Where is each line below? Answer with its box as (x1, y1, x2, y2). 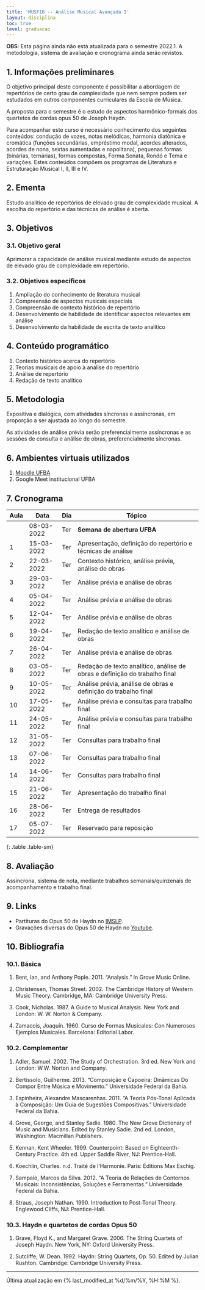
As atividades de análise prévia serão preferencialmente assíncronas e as (6, 428, 191, 436)
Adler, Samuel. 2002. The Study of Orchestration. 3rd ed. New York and (15, 1058, 196, 1065)
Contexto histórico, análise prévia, (77, 557, 175, 565)
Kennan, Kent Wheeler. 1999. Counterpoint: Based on (15, 1144, 149, 1151)
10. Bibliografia (6, 942, 65, 952)
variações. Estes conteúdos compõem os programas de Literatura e (6, 159, 177, 166)
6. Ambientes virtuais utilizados (6, 453, 130, 463)
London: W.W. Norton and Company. (15, 1064, 107, 1072)
